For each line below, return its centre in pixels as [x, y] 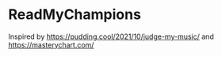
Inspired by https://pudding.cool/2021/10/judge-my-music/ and [111, 36]
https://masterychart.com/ [51, 44]
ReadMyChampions [75, 15]
